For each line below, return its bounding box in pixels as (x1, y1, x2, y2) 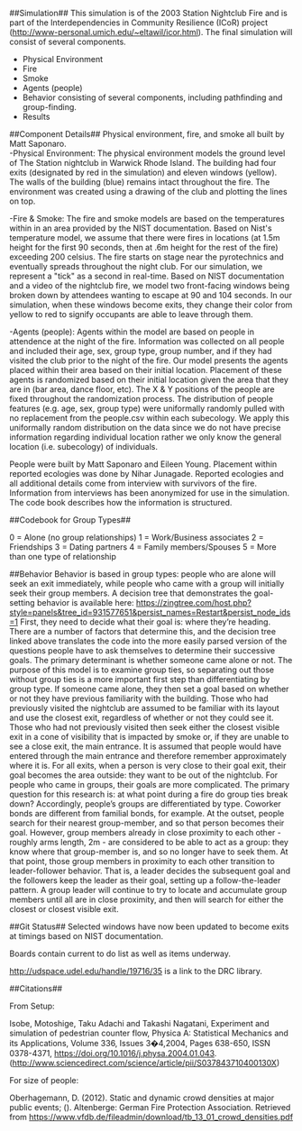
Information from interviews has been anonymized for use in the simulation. (9, 488, 290, 498)
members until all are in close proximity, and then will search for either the (9, 894, 284, 905)
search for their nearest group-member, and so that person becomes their (9, 817, 285, 828)
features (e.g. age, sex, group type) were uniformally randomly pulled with (9, 403, 286, 414)
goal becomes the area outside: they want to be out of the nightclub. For (9, 770, 279, 780)
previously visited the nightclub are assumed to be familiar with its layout (9, 703, 279, 713)
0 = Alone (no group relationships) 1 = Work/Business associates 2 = (9, 532, 264, 543)
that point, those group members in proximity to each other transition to (9, 856, 275, 866)
